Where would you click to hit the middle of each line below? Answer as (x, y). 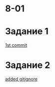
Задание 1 (27, 32)
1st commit (16, 45)
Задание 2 (28, 65)
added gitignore (22, 79)
